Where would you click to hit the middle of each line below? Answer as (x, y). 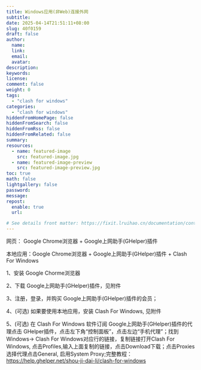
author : (16, 40)
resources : (20, 145)
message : (17, 195)
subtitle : (19, 17)
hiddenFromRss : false (33, 129)
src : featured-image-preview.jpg (59, 168)
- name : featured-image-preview (52, 163)
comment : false (25, 85)
